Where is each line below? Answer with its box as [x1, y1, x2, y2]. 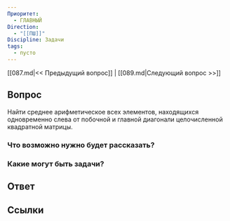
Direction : [7, 23, 39, 30]
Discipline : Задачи [7, 36, 65, 43]
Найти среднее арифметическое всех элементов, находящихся [7, 107, 199, 116]
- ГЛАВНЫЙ [13, 17, 42, 24]
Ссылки [7, 204, 44, 216]
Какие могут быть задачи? [7, 159, 104, 168]
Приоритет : [7, 10, 39, 18]
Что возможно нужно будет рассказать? [7, 140, 155, 149]
